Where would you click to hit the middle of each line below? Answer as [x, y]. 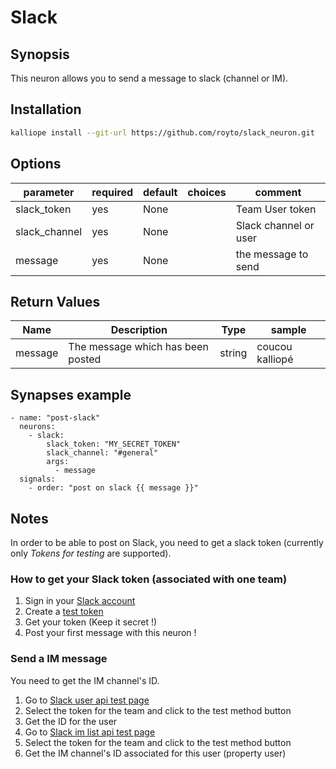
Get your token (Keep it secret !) [91, 622]
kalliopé [275, 359]
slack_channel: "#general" [102, 453]
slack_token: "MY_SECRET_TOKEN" [114, 444]
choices [207, 192]
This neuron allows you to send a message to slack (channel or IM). [149, 78]
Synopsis [40, 54]
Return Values [55, 301]
